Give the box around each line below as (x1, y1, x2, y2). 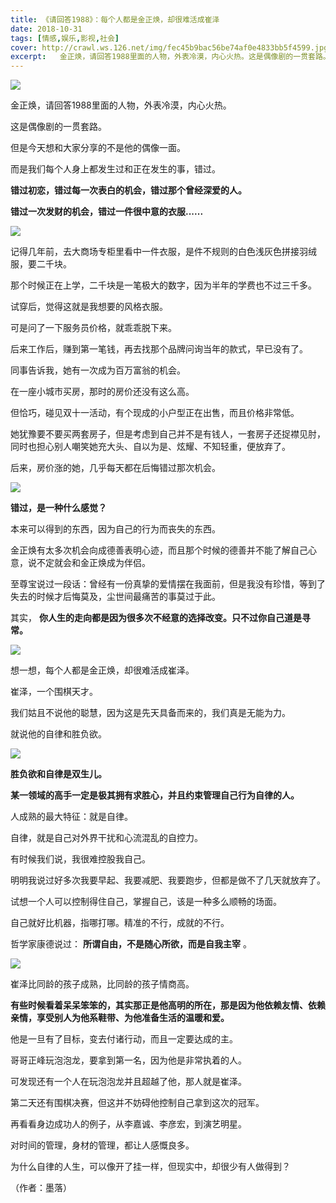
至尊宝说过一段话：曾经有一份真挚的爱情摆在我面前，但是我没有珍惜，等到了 (10, 578, 326, 590)
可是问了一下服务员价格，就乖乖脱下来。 (10, 322, 177, 334)
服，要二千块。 (10, 258, 72, 270)
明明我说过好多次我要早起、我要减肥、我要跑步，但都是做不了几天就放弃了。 (10, 874, 326, 886)
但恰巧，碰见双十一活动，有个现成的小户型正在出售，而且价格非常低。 (10, 407, 300, 419)
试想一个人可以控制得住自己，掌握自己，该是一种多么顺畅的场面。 (10, 896, 282, 908)
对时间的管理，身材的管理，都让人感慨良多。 (10, 1139, 195, 1151)
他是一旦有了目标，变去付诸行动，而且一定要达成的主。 (10, 1033, 238, 1045)
